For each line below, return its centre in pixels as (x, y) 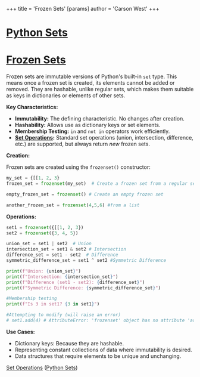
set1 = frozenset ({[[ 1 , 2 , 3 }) (45, 227)
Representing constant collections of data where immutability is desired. (103, 350)
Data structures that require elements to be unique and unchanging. (98, 356)
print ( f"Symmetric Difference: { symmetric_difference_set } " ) (84, 288)
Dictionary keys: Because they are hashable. (69, 343)
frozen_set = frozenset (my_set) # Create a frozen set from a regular (97, 184)
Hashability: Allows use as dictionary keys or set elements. (87, 125)
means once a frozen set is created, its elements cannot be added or (90, 83)
